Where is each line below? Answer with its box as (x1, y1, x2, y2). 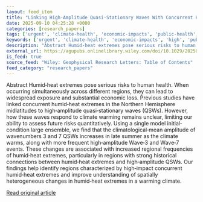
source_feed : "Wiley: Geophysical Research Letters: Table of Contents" (6, 59, 193, 65)
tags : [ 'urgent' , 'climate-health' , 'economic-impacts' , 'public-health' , (6, 31, 199, 37)
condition (6, 126, 30, 133)
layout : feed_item (6, 8, 53, 15)
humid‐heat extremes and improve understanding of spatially (6, 171, 158, 178)
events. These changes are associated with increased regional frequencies (6, 145, 193, 153)
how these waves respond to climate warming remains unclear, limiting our (6, 113, 193, 121)
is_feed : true (6, 54, 42, 60)
